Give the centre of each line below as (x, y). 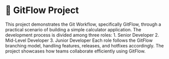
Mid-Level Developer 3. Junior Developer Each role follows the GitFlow (79, 40)
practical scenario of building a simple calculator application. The (73, 29)
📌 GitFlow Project (42, 10)
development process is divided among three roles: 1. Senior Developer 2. (82, 35)
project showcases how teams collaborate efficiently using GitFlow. (75, 51)
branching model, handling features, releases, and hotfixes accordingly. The (85, 45)
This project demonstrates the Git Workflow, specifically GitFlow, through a (83, 24)
